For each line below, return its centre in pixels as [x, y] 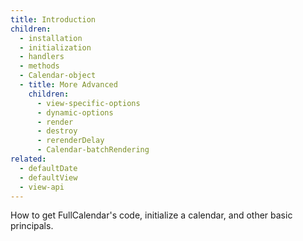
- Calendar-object [58, 76]
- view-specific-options [88, 103]
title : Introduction [53, 19]
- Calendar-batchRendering [93, 150]
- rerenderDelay [70, 141]
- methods [39, 66]
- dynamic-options [75, 112]
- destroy [57, 131]
